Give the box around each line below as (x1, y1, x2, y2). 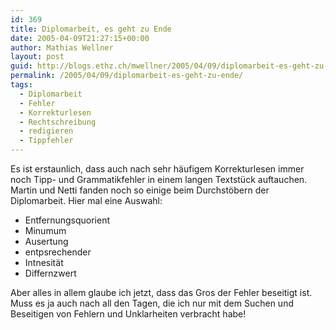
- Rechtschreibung (19, 117, 97, 127)
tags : (10, 80, 33, 90)
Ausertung (24, 236, 69, 247)
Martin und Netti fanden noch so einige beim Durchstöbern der (10, 184, 270, 196)
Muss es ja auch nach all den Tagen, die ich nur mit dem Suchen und (10, 297, 294, 309)
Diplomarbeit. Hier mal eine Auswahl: (10, 195, 163, 206)
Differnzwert (24, 267, 77, 279)
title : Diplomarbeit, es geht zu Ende (10, 24, 172, 34)
